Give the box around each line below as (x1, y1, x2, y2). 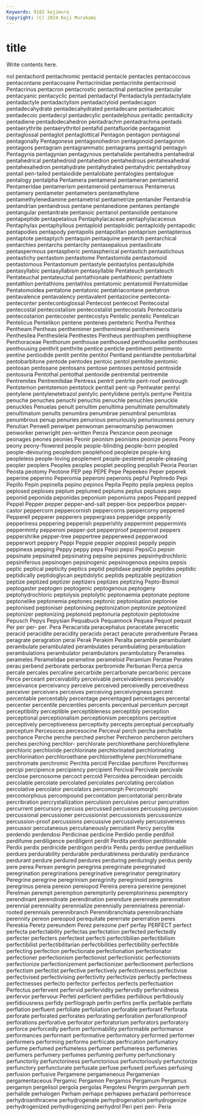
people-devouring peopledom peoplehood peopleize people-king (6, 449, 171, 456)
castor (6, 507, 23, 514)
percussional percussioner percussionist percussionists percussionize (6, 812, 183, 819)
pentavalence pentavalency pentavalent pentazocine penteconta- (6, 293, 172, 301)
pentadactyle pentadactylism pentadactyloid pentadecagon (6, 99, 157, 106)
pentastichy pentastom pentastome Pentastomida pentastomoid (6, 254, 167, 262)
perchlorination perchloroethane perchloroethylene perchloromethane (6, 753, 182, 760)
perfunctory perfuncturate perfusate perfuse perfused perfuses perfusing (6, 1064, 193, 1071)
